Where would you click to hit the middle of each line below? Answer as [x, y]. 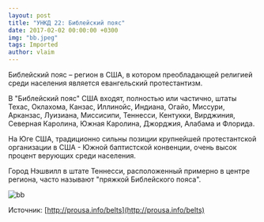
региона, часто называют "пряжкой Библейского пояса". [105, 179]
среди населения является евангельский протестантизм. [106, 83]
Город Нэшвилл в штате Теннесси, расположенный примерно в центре [129, 171]
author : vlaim [32, 52]
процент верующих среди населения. [72, 156]
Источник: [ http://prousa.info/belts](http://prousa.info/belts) [107, 210]
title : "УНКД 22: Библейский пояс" [67, 23]
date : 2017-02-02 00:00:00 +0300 [63, 30]
